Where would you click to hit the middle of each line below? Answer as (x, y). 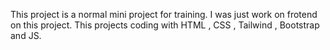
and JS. (26, 35)
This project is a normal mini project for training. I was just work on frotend (164, 14)
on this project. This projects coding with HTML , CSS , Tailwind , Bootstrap (165, 25)
